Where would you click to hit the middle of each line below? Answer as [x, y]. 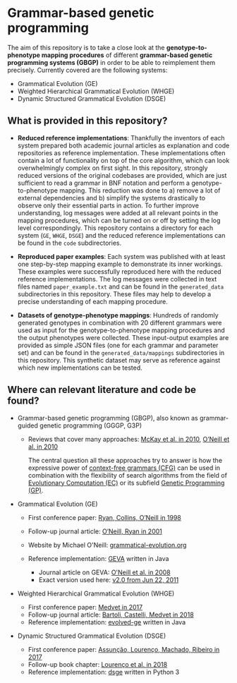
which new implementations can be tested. [80, 368]
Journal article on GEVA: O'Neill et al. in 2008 [104, 572]
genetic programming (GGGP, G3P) [91, 425]
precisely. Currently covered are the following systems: [87, 70]
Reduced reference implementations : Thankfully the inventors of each [121, 138]
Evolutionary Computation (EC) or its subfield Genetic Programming [126, 483]
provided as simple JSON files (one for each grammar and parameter [118, 345]
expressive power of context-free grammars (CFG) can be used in [124, 468]
